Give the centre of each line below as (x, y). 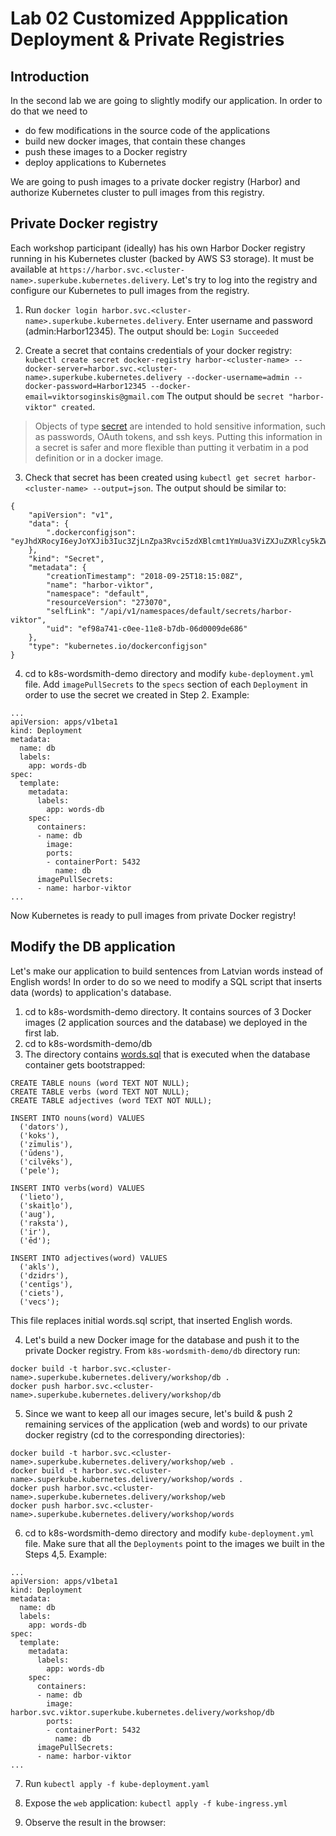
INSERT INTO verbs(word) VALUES (77, 1188)
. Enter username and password (247, 320)
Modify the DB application (93, 947)
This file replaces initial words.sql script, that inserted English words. (151, 1320)
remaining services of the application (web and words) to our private (166, 1424)
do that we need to (49, 111)
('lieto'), (42, 1197)
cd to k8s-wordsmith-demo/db (88, 1043)
